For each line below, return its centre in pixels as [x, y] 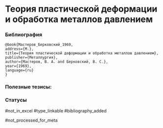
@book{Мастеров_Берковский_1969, [39, 45]
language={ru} [20, 70]
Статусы [16, 100]
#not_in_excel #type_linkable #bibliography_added [56, 110]
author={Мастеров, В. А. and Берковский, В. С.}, [57, 62]
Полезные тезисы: [29, 87]
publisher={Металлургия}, [31, 58]
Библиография [24, 35]
